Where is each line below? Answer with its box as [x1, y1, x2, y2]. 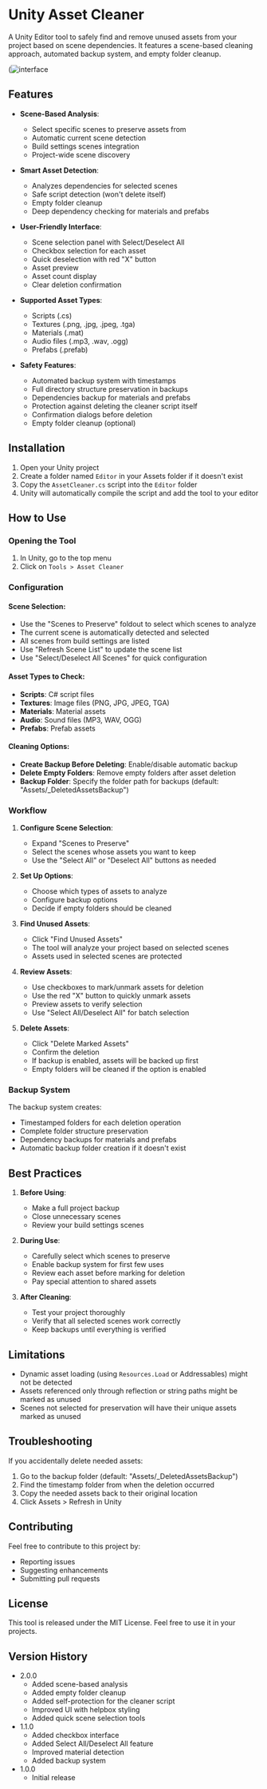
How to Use [8, 511, 67, 524]
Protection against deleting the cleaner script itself [31, 401, 198, 411]
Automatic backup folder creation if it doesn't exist [19, 1143, 187, 1153]
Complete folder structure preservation [19, 1126, 149, 1136]
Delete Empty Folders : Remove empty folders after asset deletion [19, 767, 237, 777]
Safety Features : [19, 360, 77, 369]
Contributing [8, 1520, 73, 1534]
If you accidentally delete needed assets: [8, 1456, 143, 1465]
